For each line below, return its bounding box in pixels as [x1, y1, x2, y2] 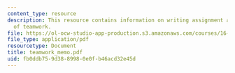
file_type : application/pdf [7, 36, 90, 43]
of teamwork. [13, 23, 52, 30]
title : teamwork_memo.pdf [7, 49, 83, 56]
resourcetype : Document [7, 42, 77, 49]
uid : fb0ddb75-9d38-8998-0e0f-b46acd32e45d [7, 56, 136, 63]
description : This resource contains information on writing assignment [7, 17, 224, 24]
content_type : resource [7, 10, 77, 17]
